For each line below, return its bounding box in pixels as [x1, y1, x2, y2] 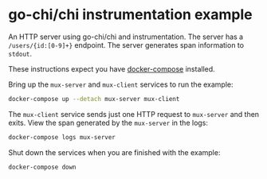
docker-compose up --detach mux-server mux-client [8, 95, 180, 103]
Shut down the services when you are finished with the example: [8, 147, 221, 157]
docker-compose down [8, 163, 77, 171]
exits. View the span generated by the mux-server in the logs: [8, 118, 209, 127]
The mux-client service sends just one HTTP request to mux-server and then [8, 109, 260, 119]
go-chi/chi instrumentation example [8, 6, 253, 24]
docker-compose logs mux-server [8, 133, 116, 141]
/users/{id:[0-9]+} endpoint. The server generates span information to [8, 40, 245, 49]
